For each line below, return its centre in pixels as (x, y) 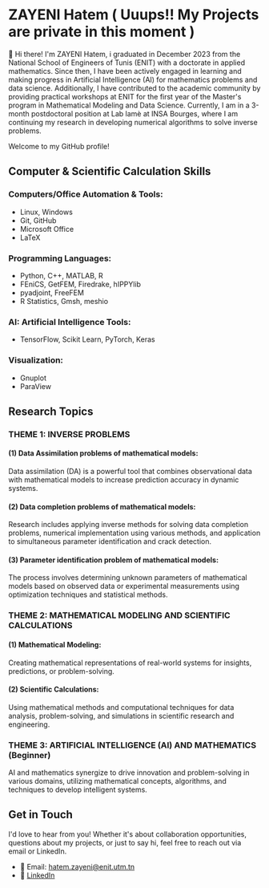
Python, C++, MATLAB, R (61, 275)
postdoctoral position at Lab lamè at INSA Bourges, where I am (134, 113)
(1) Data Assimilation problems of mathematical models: (103, 453)
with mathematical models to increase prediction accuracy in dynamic (124, 480)
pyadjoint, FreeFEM (52, 292)
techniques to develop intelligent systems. (78, 790)
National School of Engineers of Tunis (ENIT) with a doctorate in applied (127, 63)
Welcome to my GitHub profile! (59, 146)
